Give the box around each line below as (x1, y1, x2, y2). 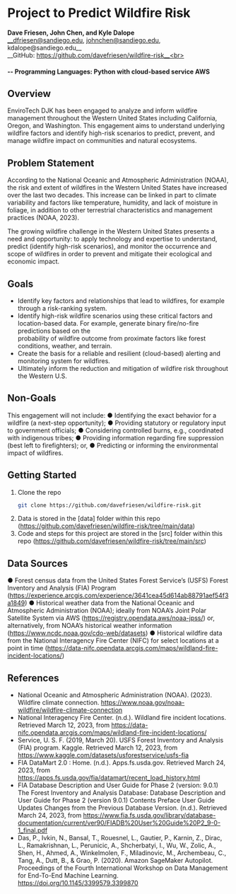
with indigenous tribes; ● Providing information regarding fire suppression (7, 433, 224, 442)
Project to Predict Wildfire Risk (7, 5, 191, 21)
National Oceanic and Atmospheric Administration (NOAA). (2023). (17, 691, 213, 699)
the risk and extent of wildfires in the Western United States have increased (7, 183, 228, 192)
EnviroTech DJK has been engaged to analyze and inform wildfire (7, 106, 198, 115)
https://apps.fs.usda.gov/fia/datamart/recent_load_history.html (17, 774, 201, 782)
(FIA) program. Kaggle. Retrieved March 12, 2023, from (17, 743, 178, 752)
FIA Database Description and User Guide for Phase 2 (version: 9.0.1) (17, 781, 219, 790)
